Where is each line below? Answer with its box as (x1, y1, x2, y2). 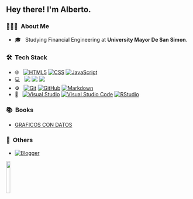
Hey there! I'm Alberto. (6, 5, 91, 15)
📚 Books (6, 106, 34, 114)
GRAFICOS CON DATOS (14, 122, 73, 129)
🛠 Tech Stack (6, 53, 48, 61)
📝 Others (6, 136, 33, 144)
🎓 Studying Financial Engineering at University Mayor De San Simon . (14, 36, 188, 43)
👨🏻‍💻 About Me (6, 22, 50, 31)
